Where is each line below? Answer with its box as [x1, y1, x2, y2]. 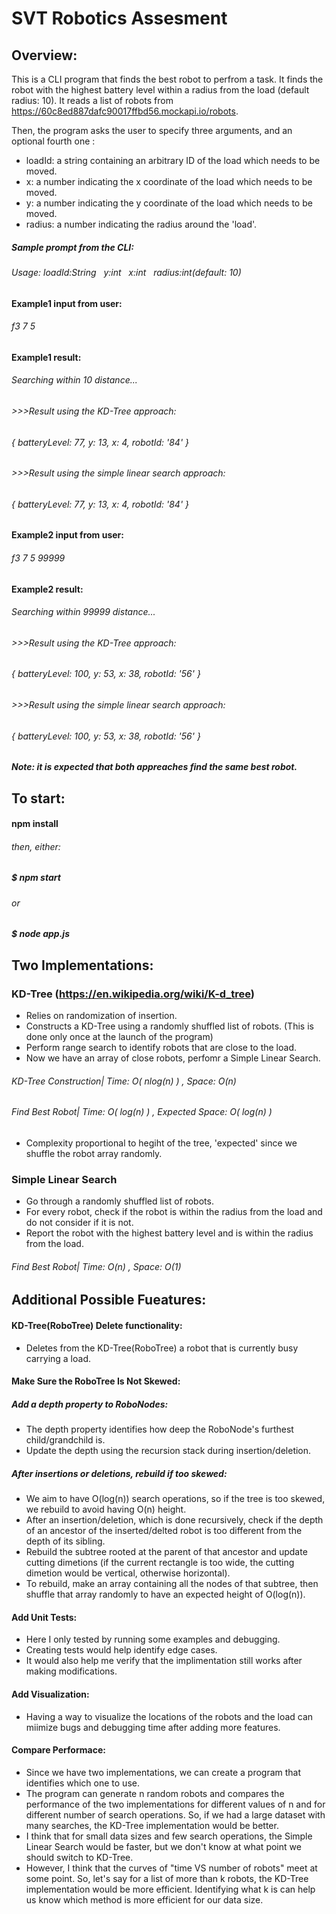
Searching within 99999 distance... [11, 606, 156, 618]
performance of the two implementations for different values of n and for [25, 1798, 326, 1810]
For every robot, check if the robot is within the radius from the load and [25, 1206, 323, 1218]
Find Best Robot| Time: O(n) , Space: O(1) [11, 1260, 182, 1272]
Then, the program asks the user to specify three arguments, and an [11, 125, 293, 136]
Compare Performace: [11, 1744, 106, 1756]
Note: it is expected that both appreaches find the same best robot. [11, 761, 298, 773]
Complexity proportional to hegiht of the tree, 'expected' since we [25, 1137, 298, 1149]
